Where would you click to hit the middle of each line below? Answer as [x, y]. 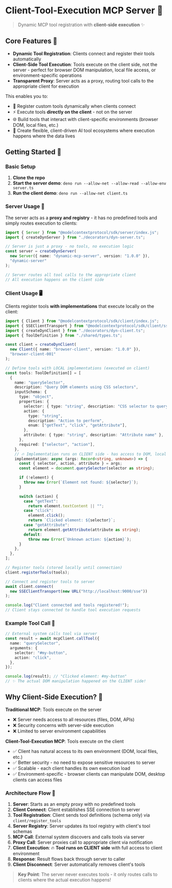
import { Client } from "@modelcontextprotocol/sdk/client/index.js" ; [82, 321]
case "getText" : [41, 501]
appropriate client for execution [46, 86]
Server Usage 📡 [25, 206]
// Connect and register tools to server [50, 582]
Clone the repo [29, 178]
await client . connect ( [29, 586]
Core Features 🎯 [31, 41]
